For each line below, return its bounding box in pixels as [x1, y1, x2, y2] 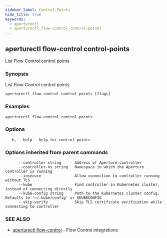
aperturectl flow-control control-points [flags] [5, 91, 111, 97]
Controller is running [5, 169, 52, 174]
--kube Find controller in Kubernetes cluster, [18, 182, 160, 187]
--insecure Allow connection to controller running [18, 173, 160, 178]
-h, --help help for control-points [9, 137, 91, 142]
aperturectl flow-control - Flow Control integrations [12, 227, 118, 233]
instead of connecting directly [5, 186, 72, 192]
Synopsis [5, 70, 28, 77]
